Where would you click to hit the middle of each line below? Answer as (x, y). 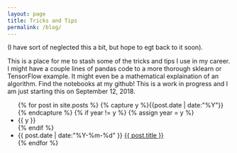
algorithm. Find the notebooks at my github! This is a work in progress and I (118, 84)
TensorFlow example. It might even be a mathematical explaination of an (113, 76)
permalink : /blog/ (34, 27)
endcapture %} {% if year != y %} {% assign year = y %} (111, 113)
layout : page (27, 14)
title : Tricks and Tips (43, 21)
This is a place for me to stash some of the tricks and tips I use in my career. (119, 61)
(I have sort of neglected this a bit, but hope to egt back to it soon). (105, 48)
